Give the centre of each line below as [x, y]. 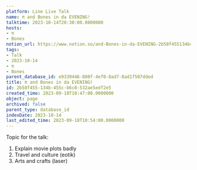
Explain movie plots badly [45, 149]
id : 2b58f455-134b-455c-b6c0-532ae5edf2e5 [59, 88]
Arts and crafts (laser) [41, 161]
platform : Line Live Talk [38, 11]
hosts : [14, 28]
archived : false [26, 104]
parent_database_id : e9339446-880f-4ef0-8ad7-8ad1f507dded [80, 77]
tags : [13, 50]
